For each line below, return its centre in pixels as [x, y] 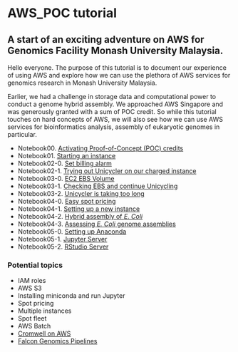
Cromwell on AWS [44, 333]
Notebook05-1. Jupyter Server [62, 239]
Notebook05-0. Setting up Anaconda [72, 232]
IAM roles [32, 281]
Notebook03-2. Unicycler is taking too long [81, 193]
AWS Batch [34, 326]
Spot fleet [32, 319]
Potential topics [35, 265]
